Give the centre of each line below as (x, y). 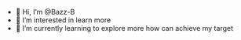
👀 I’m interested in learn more (63, 20)
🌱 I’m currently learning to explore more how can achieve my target (124, 28)
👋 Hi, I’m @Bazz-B (45, 12)
